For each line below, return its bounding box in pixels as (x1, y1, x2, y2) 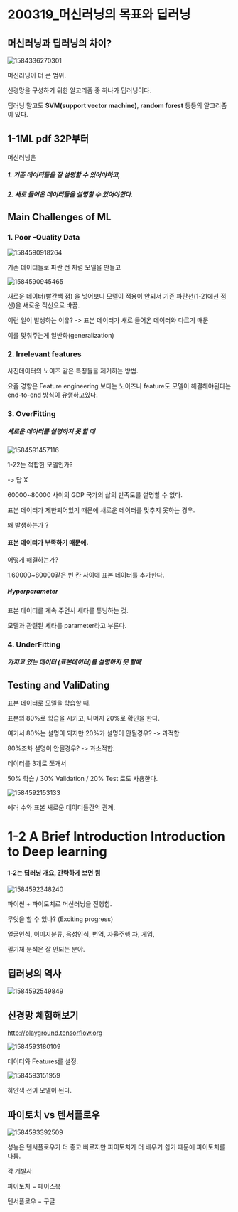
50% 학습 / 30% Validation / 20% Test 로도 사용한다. (7, 775, 158, 783)
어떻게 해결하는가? (7, 555, 59, 564)
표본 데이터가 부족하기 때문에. (7, 538, 89, 547)
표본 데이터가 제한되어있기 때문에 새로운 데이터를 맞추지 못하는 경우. (7, 506, 195, 514)
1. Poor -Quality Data (7, 233, 80, 243)
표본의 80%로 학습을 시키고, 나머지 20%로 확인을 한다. (7, 714, 160, 723)
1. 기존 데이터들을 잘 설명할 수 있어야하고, (7, 171, 121, 179)
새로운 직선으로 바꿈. (22, 301, 80, 309)
